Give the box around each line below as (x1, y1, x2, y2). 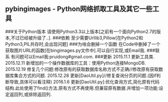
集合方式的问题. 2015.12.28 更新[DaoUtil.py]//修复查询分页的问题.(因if (14, 72, 156, 78)
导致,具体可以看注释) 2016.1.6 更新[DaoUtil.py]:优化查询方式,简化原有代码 (9, 78, 159, 84)
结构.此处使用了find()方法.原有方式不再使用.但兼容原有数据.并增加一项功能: (5, 85, 159, 91)
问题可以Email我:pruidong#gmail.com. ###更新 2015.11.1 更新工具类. (15, 53, 154, 59)
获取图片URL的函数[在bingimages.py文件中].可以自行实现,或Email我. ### (5, 47, 155, 53)
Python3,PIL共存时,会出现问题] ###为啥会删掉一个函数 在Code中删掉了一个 (5, 41, 160, 47)
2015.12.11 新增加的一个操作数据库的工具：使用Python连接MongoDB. (5, 60, 146, 66)
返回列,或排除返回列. (9, 91, 52, 97)
